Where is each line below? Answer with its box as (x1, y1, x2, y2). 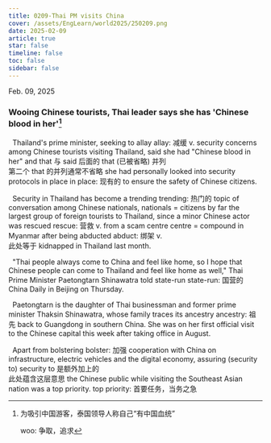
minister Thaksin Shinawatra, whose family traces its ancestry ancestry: (8, 309, 248, 319)
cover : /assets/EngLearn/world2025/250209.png (8, 19, 168, 27)
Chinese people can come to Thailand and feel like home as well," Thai (8, 265, 244, 275)
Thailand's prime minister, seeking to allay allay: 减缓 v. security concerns (11, 138, 257, 147)
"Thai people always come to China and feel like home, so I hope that (11, 257, 243, 267)
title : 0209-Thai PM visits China (8, 11, 125, 20)
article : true (8, 34, 56, 43)
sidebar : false (8, 64, 60, 72)
